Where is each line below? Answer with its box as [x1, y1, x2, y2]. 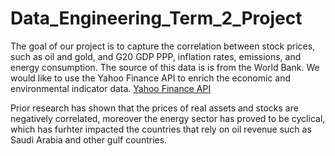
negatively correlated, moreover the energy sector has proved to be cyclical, [10, 112, 326, 124]
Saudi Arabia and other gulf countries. [10, 133, 168, 146]
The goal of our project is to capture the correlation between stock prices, [10, 40, 316, 52]
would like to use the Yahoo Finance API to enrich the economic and [10, 72, 292, 84]
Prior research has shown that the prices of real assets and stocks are [10, 102, 299, 114]
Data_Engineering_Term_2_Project [10, 7, 303, 30]
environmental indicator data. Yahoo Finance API [10, 82, 212, 94]
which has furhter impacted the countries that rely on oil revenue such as [10, 123, 312, 135]
